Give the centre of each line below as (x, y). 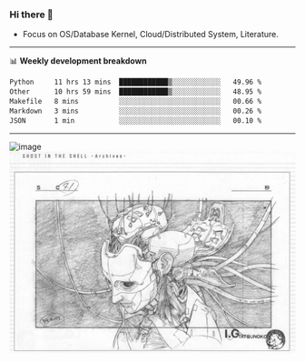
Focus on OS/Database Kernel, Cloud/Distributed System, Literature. (151, 35)
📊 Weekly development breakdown (78, 61)
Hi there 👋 (32, 15)
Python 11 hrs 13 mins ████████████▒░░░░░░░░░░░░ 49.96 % (135, 82)
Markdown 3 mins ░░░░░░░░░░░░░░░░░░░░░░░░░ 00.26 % (135, 111)
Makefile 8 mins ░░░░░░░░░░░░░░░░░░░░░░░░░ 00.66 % (135, 102)
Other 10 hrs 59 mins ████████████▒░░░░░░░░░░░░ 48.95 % (135, 92)
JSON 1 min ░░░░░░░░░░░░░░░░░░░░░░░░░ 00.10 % (135, 121)
